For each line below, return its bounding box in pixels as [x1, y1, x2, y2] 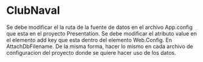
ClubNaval [6, 4, 60, 17]
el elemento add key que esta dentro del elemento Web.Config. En [6, 36, 172, 43]
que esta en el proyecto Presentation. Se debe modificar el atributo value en [6, 29, 198, 37]
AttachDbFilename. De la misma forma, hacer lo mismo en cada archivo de [6, 43, 193, 50]
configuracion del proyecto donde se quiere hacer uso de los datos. [6, 49, 176, 56]
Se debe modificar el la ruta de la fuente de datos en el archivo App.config [6, 23, 193, 31]
